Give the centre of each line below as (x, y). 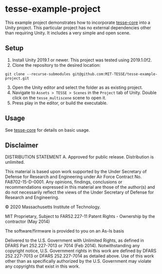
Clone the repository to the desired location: (56, 65)
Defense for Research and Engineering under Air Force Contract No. (73, 177)
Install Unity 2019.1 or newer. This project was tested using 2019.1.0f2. (82, 60)
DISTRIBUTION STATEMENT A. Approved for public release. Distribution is (80, 157)
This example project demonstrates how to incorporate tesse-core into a (78, 22)
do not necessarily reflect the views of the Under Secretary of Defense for (80, 192)
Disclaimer (22, 145)
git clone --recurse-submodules (38, 74)
